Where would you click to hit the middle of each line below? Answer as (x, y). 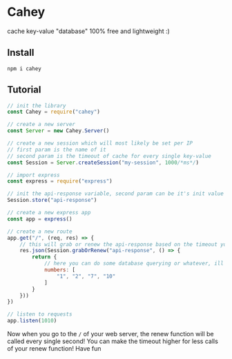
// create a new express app (49, 213)
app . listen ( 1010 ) (32, 321)
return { (45, 257)
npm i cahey (24, 69)
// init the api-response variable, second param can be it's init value (116, 194)
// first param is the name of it (57, 150)
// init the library (37, 105)
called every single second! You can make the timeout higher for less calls (113, 341)
